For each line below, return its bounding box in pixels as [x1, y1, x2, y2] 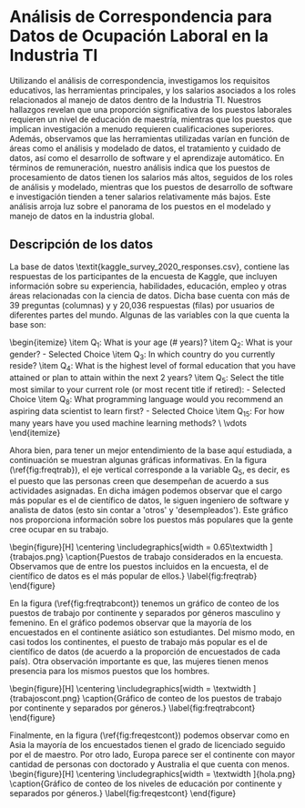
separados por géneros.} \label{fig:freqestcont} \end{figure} [9, 788, 237, 799]
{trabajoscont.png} [9, 693, 81, 704]
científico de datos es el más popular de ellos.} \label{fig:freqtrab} [9, 571, 258, 581]
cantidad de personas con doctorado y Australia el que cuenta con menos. [9, 759, 290, 770]
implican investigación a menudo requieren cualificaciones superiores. [9, 123, 275, 134]
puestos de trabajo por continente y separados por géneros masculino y [9, 608, 280, 619]
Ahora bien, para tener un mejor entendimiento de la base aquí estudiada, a [9, 444, 293, 456]
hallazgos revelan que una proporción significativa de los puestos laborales [9, 104, 292, 115]
